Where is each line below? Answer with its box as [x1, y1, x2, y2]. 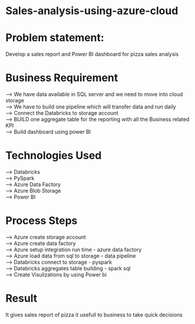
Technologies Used [5, 149, 102, 163]
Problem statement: [5, 31, 105, 45]
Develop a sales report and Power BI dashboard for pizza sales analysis [5, 51, 179, 58]
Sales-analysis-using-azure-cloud [5, 4, 179, 18]
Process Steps [5, 214, 78, 227]
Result [5, 292, 38, 305]
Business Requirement [5, 71, 119, 85]
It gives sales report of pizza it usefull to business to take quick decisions [5, 311, 183, 318]
